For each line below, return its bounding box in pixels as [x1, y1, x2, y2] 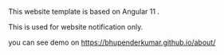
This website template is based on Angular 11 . [8, 7, 160, 16]
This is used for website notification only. [8, 22, 143, 31]
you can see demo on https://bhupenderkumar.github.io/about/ [8, 37, 216, 47]
